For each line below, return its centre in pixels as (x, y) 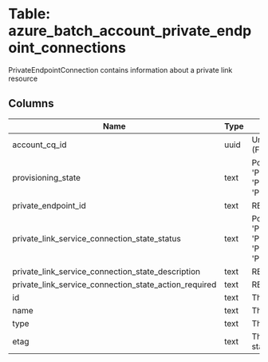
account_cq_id (39, 145)
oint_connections (67, 48)
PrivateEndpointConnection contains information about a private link (120, 70)
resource (23, 78)
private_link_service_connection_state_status (97, 238)
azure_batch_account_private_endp (130, 31)
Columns (31, 103)
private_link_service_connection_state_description (106, 271)
